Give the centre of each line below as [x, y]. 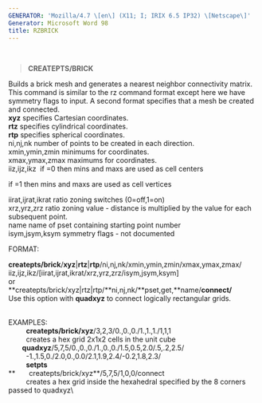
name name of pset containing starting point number [95, 225]
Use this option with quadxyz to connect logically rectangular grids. [120, 298]
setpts [37, 365]
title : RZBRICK [33, 30]
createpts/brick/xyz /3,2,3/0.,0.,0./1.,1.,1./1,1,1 [98, 331]
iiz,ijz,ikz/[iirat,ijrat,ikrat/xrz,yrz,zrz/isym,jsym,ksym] [94, 273]
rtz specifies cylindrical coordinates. [68, 126]
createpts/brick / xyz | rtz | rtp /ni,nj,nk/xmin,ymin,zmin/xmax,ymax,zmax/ [125, 265]
